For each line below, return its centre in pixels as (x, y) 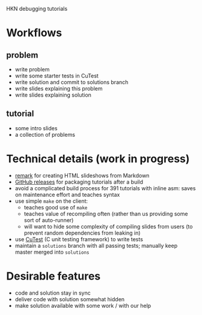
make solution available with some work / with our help (83, 305)
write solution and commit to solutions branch (72, 82)
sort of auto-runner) (49, 220)
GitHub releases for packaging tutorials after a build (79, 182)
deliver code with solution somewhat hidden (70, 299)
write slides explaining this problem (59, 88)
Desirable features (54, 276)
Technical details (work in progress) (98, 159)
